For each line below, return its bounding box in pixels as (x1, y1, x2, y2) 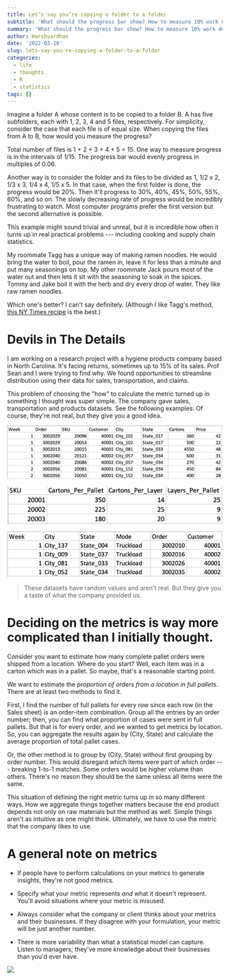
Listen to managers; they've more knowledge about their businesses (16, 945, 211, 953)
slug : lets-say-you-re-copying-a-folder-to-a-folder (7, 47, 161, 54)
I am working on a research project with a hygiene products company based (7, 355, 222, 363)
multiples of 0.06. (7, 160, 57, 168)
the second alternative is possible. (7, 210, 104, 218)
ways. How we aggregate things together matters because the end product (7, 800, 219, 809)
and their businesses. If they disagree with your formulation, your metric (16, 917, 221, 925)
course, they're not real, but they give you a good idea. (7, 411, 162, 420)
